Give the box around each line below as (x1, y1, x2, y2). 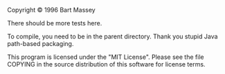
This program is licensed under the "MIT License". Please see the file (7, 53, 204, 61)
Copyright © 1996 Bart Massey (7, 6, 96, 14)
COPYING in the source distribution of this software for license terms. (7, 60, 206, 68)
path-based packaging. (7, 40, 74, 47)
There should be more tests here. (7, 19, 102, 27)
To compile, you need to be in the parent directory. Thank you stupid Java (7, 32, 218, 40)
